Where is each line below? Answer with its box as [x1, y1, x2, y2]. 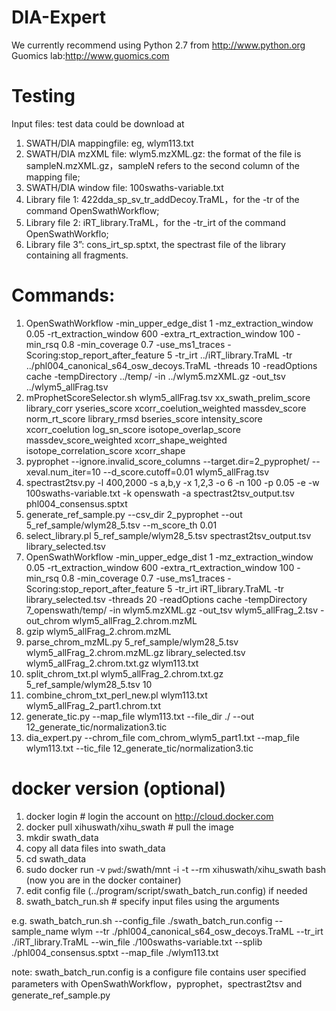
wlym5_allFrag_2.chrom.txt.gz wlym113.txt [25, 657, 199, 669]
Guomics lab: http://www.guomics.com [11, 49, 170, 61]
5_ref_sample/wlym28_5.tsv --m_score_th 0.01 [25, 519, 218, 531]
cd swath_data [25, 852, 87, 865]
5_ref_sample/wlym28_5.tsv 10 [25, 678, 153, 690]
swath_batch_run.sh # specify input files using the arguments [25, 895, 280, 907]
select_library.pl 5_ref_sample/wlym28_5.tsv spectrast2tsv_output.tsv [25, 529, 312, 541]
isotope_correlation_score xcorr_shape [25, 444, 186, 456]
